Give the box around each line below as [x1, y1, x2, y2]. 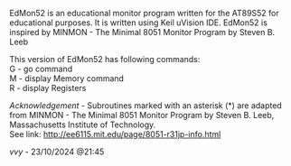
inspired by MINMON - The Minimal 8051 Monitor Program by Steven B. [9, 27, 276, 37]
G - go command [9, 63, 73, 74]
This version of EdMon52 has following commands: [9, 54, 201, 64]
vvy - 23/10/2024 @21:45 [9, 146, 105, 157]
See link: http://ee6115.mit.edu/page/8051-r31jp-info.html [9, 129, 221, 139]
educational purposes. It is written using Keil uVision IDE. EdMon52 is [9, 17, 268, 28]
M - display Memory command [9, 73, 125, 84]
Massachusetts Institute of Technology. [9, 119, 156, 130]
